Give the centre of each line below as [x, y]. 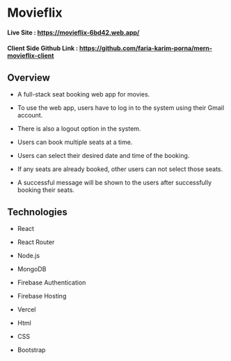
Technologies [38, 212]
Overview [29, 78]
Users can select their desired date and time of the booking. [103, 156]
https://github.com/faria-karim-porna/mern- [146, 48]
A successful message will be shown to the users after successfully [114, 183]
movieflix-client [31, 56]
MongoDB [32, 269]
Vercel [26, 310]
